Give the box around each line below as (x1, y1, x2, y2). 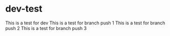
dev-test (5, 3, 42, 15)
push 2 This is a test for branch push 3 (5, 25, 87, 31)
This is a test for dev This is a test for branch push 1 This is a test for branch (5, 20, 165, 26)
